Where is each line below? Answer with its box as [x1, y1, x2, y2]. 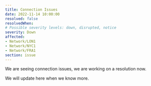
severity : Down [5, 30, 36, 35]
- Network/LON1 [5, 39, 36, 44]
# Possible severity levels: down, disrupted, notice [5, 25, 117, 30]
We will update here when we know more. [5, 75, 89, 81]
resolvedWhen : [5, 21, 34, 26]
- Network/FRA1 [5, 48, 36, 53]
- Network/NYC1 [5, 43, 36, 48]
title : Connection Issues [5, 7, 57, 12]
